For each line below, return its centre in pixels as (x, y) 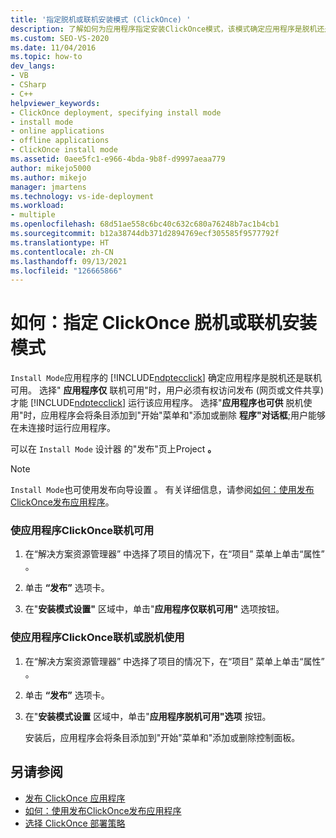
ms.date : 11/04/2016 (53, 47)
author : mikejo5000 (51, 168)
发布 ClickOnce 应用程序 (75, 798)
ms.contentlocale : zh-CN (62, 252)
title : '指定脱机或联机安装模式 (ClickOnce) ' (101, 19)
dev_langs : (33, 66)
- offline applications (60, 141)
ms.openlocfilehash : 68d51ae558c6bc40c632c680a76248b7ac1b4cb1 (145, 224)
